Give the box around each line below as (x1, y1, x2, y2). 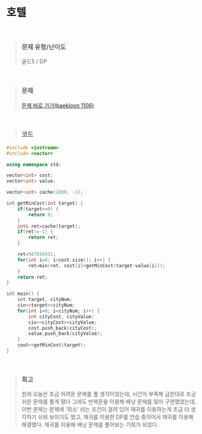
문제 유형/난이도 (21, 42, 66, 51)
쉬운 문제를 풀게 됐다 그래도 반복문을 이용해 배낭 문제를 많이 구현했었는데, (21, 398, 196, 405)
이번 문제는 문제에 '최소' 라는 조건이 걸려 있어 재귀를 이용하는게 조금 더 (21, 406, 190, 413)
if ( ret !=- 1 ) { (17, 229, 53, 235)
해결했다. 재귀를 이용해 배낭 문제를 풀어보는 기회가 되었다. (21, 421, 159, 428)
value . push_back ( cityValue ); (28, 330, 103, 337)
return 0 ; (28, 211, 53, 218)
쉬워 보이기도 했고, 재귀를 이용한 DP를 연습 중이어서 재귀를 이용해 (37, 413, 194, 421)
